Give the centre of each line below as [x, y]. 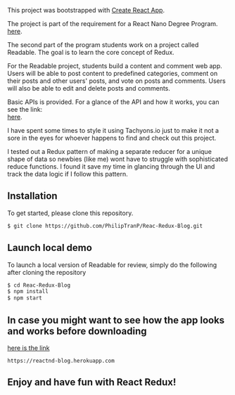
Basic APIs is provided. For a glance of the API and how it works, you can [113, 102]
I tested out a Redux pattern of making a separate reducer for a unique [110, 151]
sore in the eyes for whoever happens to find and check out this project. [112, 138]
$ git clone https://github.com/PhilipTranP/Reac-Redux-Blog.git [105, 226]
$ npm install [28, 292]
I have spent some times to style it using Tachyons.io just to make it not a [113, 130]
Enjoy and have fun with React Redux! [92, 382]
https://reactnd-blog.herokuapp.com [61, 361]
